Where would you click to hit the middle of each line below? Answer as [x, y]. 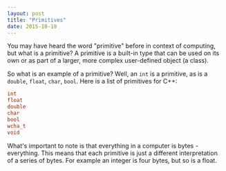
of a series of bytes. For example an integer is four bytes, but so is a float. [112, 160]
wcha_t [17, 126]
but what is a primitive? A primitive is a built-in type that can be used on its [113, 53]
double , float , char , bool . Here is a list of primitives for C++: [92, 81]
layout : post [26, 13]
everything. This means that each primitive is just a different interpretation [112, 153]
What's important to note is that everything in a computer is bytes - [103, 145]
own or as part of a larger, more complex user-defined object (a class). [108, 61]
